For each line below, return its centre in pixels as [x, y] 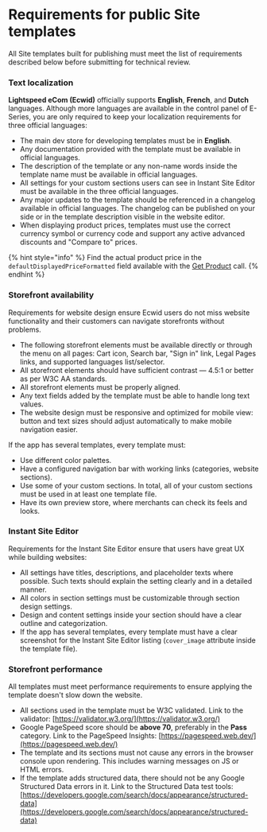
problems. [25, 329]
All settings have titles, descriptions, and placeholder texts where [126, 572]
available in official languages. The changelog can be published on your [137, 208]
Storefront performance [56, 669]
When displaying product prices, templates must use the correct [125, 225]
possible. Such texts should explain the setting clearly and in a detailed [136, 581]
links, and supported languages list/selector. [92, 362]
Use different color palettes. [66, 460]
